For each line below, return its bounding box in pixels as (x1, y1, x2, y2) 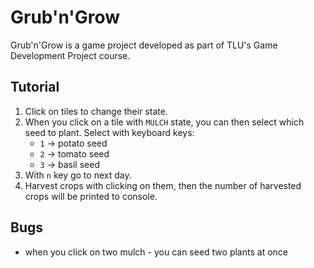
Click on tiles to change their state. (24, 105, 168, 117)
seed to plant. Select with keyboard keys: (24, 126, 195, 138)
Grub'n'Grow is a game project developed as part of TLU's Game (10, 39, 278, 51)
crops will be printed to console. (24, 190, 158, 202)
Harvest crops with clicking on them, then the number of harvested (24, 179, 302, 191)
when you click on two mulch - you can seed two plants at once (24, 246, 288, 258)
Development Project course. (10, 49, 131, 61)
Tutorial (10, 79, 60, 96)
